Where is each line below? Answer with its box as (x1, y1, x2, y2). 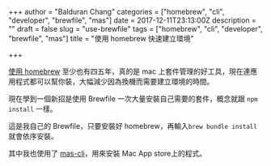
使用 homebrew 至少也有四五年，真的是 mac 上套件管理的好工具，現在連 (8, 66, 251, 76)
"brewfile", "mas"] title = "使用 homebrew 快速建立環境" (8, 34, 194, 43)
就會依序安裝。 (8, 131, 58, 141)
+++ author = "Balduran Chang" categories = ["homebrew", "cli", (8, 7, 225, 16)
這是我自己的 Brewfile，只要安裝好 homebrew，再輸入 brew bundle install (8, 121, 257, 130)
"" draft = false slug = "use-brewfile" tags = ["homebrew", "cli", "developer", (8, 24, 263, 33)
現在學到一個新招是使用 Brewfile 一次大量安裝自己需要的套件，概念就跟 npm (8, 94, 258, 104)
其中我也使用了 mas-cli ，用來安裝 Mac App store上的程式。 (8, 149, 207, 158)
